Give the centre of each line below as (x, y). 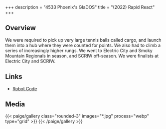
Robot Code (25, 88)
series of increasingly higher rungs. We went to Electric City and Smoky (79, 50)
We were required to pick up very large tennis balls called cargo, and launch (83, 40)
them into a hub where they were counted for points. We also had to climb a (83, 45)
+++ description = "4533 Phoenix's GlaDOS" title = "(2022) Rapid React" (80, 7)
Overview (21, 28)
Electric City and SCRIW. (30, 61)
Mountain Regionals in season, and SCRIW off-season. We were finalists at (82, 56)
